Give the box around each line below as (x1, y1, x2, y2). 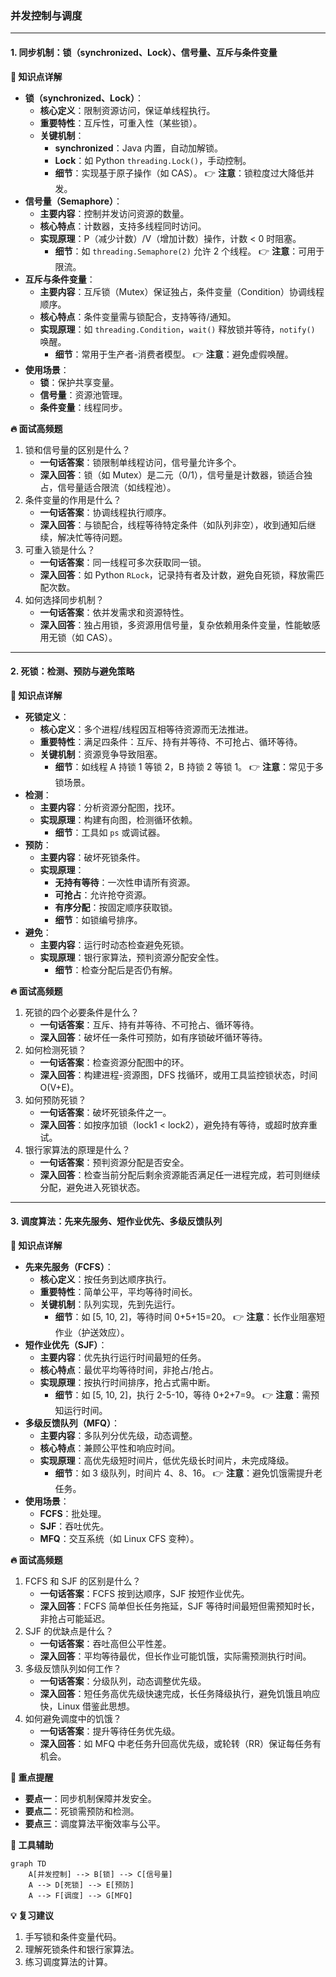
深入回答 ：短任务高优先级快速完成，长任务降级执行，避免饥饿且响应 (39, 1687, 321, 1699)
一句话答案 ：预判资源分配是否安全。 (39, 1156, 190, 1168)
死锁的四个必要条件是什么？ (24, 1006, 140, 1018)
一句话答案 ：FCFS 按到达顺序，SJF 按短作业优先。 (39, 1587, 250, 1599)
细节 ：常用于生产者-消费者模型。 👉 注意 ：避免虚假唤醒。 (54, 348, 294, 360)
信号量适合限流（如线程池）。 (57, 481, 177, 493)
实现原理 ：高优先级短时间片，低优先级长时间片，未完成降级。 (39, 1454, 295, 1466)
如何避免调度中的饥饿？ (24, 1712, 122, 1724)
